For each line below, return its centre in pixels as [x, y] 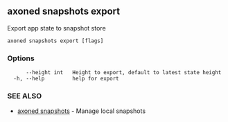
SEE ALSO [25, 96]
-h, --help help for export [66, 79]
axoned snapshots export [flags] [55, 41]
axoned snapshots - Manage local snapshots [81, 111]
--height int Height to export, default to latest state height [123, 73]
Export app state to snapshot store [56, 28]
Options [21, 58]
